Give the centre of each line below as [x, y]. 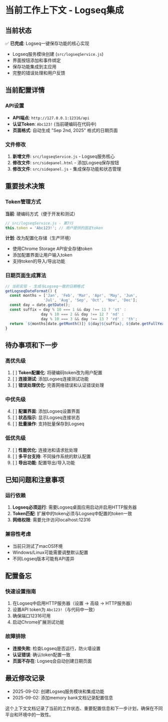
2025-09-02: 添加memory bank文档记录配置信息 [63, 697]
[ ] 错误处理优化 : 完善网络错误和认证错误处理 [58, 385]
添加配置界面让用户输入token [42, 255]
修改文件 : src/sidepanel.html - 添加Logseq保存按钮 [65, 162]
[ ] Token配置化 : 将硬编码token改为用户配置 [57, 373]
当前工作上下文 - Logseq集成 [64, 10]
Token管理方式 [23, 202]
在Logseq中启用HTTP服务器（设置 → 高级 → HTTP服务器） [73, 604]
